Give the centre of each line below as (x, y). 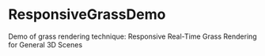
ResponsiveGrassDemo (87, 15)
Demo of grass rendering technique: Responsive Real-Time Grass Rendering (132, 36)
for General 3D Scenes (45, 44)
